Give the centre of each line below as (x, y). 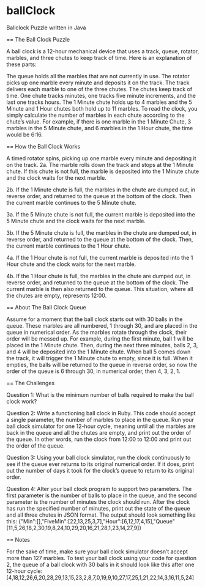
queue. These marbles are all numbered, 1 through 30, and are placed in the (102, 325)
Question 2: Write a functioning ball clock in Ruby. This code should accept (101, 413)
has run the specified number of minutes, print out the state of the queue (99, 508)
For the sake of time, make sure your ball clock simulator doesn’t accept (97, 552)
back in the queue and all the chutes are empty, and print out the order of (99, 432)
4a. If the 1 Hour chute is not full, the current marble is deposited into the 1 (100, 257)
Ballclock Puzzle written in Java (46, 28)
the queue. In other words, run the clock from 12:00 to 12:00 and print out (99, 439)
